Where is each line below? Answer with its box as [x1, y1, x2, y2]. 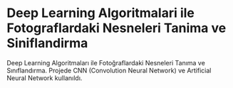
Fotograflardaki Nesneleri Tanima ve [6, 20, 227, 36]
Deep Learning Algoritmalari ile [6, 5, 195, 21]
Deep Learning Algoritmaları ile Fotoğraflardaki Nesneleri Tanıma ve [6, 58, 206, 67]
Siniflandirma [6, 35, 88, 51]
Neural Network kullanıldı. [6, 73, 83, 82]
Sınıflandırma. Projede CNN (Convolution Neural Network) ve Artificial [6, 66, 212, 75]
